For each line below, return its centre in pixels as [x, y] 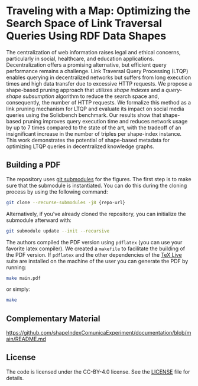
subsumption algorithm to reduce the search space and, [91, 96]
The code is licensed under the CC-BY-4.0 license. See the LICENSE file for [98, 372]
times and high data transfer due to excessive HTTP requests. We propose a [99, 83]
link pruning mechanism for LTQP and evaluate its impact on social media [95, 109]
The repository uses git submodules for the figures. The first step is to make [99, 179]
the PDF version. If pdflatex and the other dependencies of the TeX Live [94, 254]
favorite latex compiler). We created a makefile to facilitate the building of [95, 248]
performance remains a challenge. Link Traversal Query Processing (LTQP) [97, 71]
